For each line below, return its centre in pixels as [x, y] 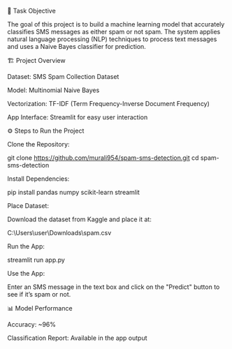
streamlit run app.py [36, 260]
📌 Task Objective [31, 11]
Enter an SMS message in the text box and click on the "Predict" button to [114, 287]
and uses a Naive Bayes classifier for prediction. [77, 46]
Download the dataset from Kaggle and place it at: [79, 219]
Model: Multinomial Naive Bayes [53, 90]
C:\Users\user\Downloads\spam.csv [59, 233]
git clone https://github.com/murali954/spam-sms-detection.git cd [103, 158]
